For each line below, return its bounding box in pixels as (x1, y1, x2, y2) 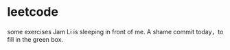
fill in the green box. (7, 35, 64, 43)
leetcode (7, 4, 58, 20)
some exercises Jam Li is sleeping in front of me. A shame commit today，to (7, 27, 224, 36)
